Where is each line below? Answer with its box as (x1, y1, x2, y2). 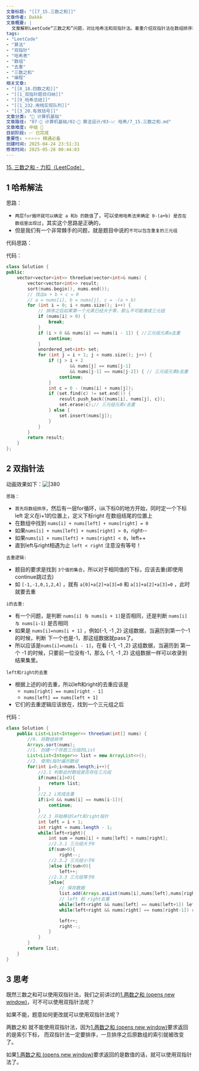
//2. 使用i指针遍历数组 (27, 758, 79, 764)
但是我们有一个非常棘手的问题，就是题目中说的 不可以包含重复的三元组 (14, 227, 178, 234)
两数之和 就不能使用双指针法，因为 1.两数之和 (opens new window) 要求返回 (6, 1024, 188, 1031)
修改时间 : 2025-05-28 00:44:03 (6, 146, 80, 152)
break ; (48, 319, 65, 325)
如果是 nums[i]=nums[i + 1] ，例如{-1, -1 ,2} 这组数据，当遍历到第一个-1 (14, 627, 191, 634)
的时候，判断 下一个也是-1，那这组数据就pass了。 (14, 634, 137, 641)
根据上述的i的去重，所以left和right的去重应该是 (14, 680, 129, 688)
